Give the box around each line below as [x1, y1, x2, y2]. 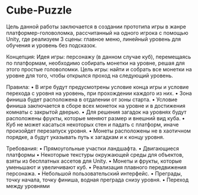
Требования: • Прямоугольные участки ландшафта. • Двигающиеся [6, 145, 179, 152]
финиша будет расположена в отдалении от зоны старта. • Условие [6, 95, 178, 103]
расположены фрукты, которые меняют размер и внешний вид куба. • [6, 114, 185, 121]
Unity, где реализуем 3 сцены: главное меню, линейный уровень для [6, 35, 181, 42]
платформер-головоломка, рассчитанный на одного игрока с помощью [6, 29, 189, 36]
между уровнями [6, 182, 50, 189]
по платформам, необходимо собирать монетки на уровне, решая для [6, 60, 185, 67]
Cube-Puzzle [6, 4, 72, 17]
